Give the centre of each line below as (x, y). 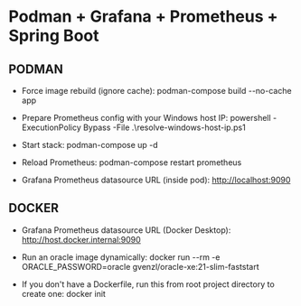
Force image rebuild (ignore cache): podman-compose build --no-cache (156, 91)
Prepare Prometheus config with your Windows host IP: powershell (146, 118)
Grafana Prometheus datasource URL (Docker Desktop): (126, 230)
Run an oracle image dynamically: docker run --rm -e (121, 257)
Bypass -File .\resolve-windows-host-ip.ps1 (165, 127)
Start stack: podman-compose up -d (90, 145)
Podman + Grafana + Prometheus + (143, 17)
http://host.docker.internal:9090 (81, 239)
